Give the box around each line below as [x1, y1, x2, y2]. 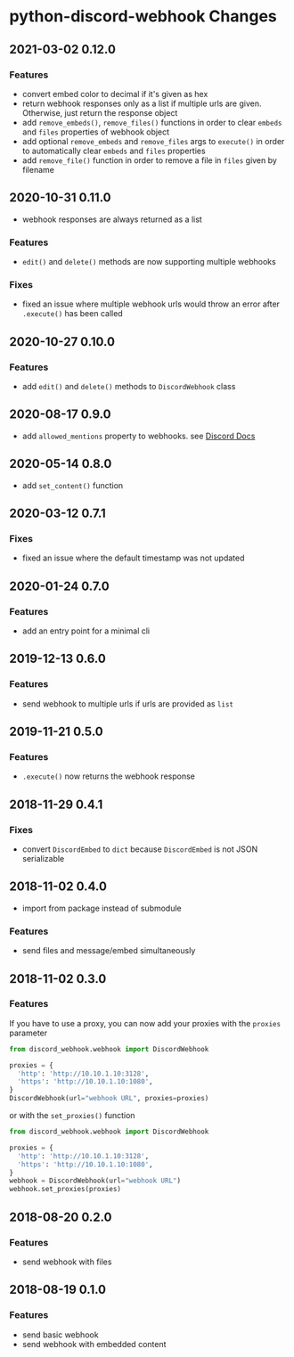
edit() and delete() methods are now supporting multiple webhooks [21, 256, 276, 266]
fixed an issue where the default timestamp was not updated [21, 552, 245, 563]
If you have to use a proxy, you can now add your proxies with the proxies [9, 1018, 282, 1028]
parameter [9, 1027, 48, 1038]
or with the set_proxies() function [9, 1110, 135, 1121]
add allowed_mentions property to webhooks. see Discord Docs [21, 430, 256, 441]
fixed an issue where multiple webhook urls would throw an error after [21, 298, 281, 309]
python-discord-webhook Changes [9, 6, 278, 27]
